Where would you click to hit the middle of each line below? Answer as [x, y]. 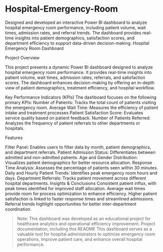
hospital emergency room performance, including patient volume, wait [75, 27]
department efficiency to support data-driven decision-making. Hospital [77, 43]
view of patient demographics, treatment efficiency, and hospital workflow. [80, 88]
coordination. [18, 209]
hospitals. [15, 128]
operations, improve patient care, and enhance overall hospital [80, 239]
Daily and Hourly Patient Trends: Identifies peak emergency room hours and [81, 173]
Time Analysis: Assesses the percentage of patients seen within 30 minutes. [81, 168]
